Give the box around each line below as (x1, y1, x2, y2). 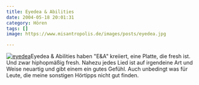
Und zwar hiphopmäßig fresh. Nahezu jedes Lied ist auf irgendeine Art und (6, 59, 194, 66)
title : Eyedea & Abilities (6, 8, 74, 15)
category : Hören (6, 20, 47, 26)
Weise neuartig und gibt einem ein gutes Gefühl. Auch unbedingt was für (6, 65, 188, 72)
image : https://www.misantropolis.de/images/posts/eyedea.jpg (6, 31, 166, 37)
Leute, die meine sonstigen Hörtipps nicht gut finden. (6, 72, 139, 79)
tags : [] (6, 25, 28, 32)
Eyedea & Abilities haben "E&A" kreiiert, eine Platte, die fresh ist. (30, 53, 191, 60)
